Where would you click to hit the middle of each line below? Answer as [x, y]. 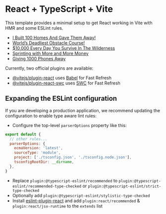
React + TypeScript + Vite [59, 9]
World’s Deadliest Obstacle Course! [49, 43]
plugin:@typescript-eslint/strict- [125, 186]
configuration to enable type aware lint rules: [51, 116]
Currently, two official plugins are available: [49, 68]
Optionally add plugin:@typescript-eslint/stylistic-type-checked [81, 195]
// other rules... [29, 139]
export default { [23, 134]
